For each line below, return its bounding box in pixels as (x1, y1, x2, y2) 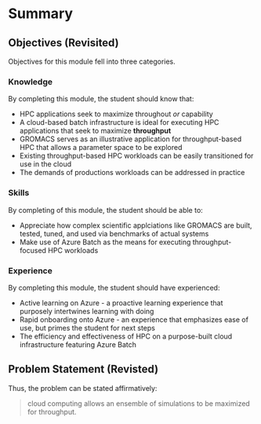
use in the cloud (19, 159, 72, 169)
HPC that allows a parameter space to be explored (19, 143, 183, 152)
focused (19, 245, 47, 255)
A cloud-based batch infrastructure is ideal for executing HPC (19, 118, 219, 127)
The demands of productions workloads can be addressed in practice (19, 168, 245, 177)
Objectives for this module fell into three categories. (8, 57, 176, 66)
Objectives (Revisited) (8, 36, 119, 49)
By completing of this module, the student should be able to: (8, 205, 204, 214)
